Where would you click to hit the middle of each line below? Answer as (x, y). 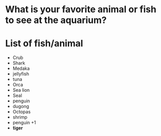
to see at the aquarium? (56, 20)
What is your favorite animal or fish (81, 9)
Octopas (22, 112)
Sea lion (21, 90)
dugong (21, 106)
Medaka (21, 69)
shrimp (20, 117)
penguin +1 (24, 123)
